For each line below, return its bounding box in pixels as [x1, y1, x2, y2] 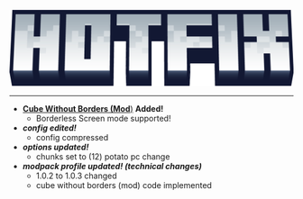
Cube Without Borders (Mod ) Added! [22, 104, 164, 114]
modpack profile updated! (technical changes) [22, 161, 203, 172]
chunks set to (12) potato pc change [35, 151, 170, 162]
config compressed [35, 132, 109, 143]
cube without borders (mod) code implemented [35, 180, 212, 191]
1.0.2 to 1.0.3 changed [35, 170, 117, 181]
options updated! [22, 141, 89, 153]
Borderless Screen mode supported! [35, 113, 171, 124]
